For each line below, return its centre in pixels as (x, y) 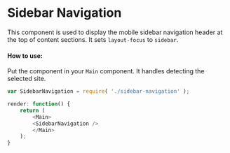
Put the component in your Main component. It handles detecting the (106, 71)
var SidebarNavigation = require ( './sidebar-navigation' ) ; (99, 92)
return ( (33, 110)
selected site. (27, 79)
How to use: (25, 56)
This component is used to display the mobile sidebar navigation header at (115, 32)
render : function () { (39, 104)
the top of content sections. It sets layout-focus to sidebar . (93, 39)
